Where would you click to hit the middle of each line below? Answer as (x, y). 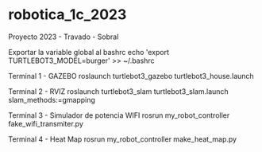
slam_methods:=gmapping (52, 99)
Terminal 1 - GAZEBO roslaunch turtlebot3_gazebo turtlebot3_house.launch (131, 76)
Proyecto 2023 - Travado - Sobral (64, 37)
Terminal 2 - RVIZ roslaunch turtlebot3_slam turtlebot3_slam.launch (118, 91)
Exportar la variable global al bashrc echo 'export (89, 52)
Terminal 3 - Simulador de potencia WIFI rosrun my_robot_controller (119, 115)
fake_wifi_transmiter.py (46, 123)
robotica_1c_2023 (67, 15)
